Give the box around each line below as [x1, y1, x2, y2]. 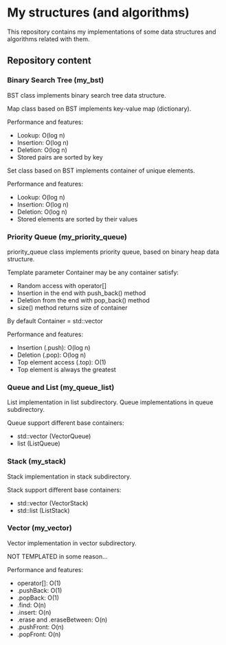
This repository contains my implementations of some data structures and [7, 28, 216, 36]
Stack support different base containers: [7, 485, 122, 494]
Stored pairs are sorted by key [16, 153, 103, 161]
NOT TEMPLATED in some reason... [7, 552, 108, 560]
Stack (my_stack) [7, 457, 67, 466]
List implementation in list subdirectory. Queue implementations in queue [7, 398, 214, 406]
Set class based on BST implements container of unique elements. [7, 166, 196, 175]
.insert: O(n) [16, 608, 52, 616]
